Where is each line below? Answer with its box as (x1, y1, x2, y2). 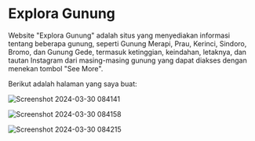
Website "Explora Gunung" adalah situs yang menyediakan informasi (8, 31, 230, 40)
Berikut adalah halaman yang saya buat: (8, 79, 137, 89)
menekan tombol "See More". (8, 63, 104, 73)
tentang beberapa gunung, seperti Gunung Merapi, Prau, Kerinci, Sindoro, (8, 38, 247, 48)
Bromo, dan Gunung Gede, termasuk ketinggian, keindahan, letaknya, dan (8, 47, 247, 56)
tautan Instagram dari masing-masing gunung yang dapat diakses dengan (8, 56, 247, 65)
